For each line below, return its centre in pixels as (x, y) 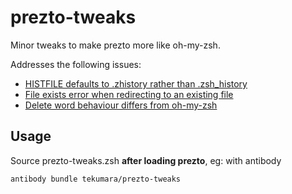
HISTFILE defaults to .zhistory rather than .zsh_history (136, 83)
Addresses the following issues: (76, 64)
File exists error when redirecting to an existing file (129, 94)
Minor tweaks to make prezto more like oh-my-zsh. (115, 45)
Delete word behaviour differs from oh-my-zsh (121, 105)
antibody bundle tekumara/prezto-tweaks (96, 179)
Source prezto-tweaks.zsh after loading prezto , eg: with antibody (146, 160)
